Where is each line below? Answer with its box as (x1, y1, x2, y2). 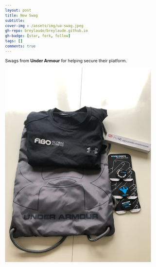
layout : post (5, 8, 32, 13)
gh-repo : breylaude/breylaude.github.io (5, 28, 88, 34)
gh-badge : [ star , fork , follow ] (5, 34, 70, 38)
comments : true (5, 44, 36, 49)
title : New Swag (5, 13, 38, 18)
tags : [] (5, 39, 23, 44)
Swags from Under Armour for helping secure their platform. (5, 57, 127, 63)
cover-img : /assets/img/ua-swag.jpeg (5, 23, 84, 28)
